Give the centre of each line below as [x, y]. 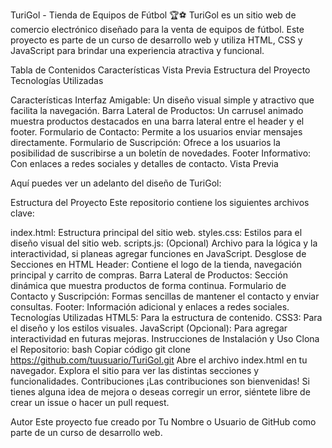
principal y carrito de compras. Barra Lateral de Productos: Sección [149, 275]
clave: [22, 213]
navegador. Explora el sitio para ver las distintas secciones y [135, 370]
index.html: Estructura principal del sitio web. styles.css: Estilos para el [156, 232]
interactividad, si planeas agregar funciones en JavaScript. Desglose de [158, 253]
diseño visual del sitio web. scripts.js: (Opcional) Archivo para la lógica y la [164, 243]
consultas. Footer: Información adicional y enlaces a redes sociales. [150, 307]
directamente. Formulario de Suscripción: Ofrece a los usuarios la [145, 142]
